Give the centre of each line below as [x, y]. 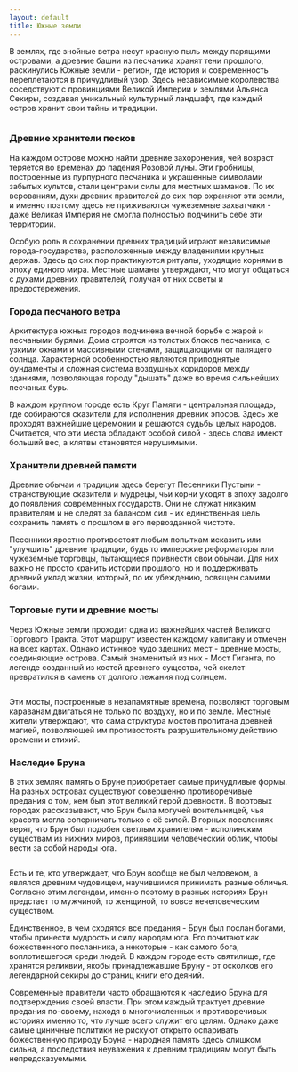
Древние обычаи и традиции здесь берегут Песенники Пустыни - [135, 484]
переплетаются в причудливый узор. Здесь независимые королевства [145, 79]
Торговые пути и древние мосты [84, 610]
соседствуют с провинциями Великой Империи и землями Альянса [139, 89]
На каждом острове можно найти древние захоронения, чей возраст [141, 157]
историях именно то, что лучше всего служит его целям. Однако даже [144, 1020]
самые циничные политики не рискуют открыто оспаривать [124, 1030]
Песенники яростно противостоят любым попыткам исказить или [135, 540]
